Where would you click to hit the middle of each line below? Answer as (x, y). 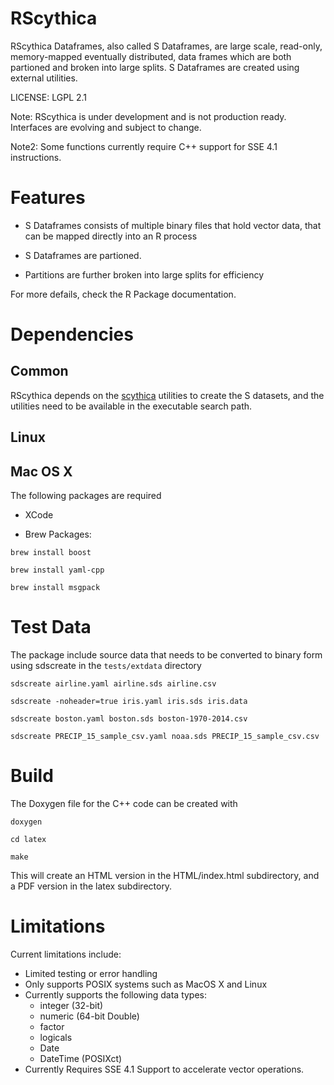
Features (48, 198)
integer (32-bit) (71, 1005)
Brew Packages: (58, 534)
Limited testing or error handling (91, 973)
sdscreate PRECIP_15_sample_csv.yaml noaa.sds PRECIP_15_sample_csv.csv (165, 737)
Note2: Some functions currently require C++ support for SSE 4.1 (144, 146)
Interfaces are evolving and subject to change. (106, 127)
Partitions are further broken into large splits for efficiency (144, 274)
